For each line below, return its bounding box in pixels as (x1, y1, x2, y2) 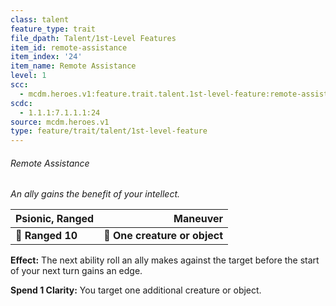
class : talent (10, 14, 70, 25)
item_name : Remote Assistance (10, 61, 137, 71)
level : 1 (10, 71, 47, 81)
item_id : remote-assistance (10, 42, 128, 53)
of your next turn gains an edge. (10, 265, 143, 277)
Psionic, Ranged (15, 212, 95, 226)
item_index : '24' (10, 52, 83, 62)
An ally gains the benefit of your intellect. (10, 188, 181, 200)
